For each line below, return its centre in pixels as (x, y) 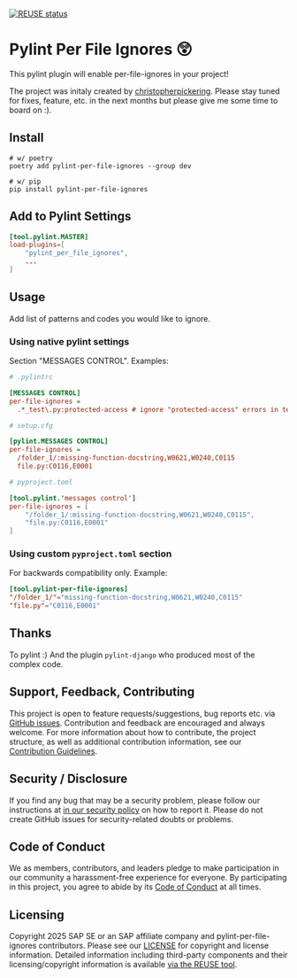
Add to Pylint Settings (70, 217)
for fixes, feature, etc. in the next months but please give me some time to (144, 100)
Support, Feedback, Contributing (102, 692)
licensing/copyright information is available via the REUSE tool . (123, 965)
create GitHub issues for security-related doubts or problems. (122, 819)
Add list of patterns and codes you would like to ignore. (110, 318)
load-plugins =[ (37, 245)
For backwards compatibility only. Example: (88, 573)
